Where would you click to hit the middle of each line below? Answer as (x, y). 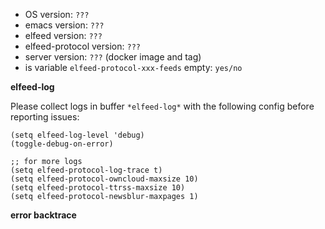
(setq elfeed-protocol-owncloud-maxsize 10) (104, 179)
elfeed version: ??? (63, 35)
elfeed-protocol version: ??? (82, 46)
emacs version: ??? (64, 25)
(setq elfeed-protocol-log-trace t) (86, 170)
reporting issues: (45, 117)
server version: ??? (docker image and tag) (113, 57)
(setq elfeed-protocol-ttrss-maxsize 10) (98, 188)
